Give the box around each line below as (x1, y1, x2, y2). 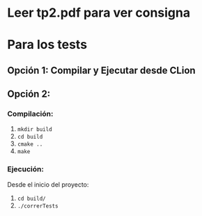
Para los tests (7, 37, 88, 53)
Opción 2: (7, 88, 51, 100)
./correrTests (17, 202, 59, 210)
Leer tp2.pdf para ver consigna (7, 5, 190, 21)
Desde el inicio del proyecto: (7, 180, 89, 189)
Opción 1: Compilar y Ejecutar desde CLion (7, 64, 196, 76)
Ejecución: (7, 164, 44, 174)
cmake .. (17, 141, 43, 148)
